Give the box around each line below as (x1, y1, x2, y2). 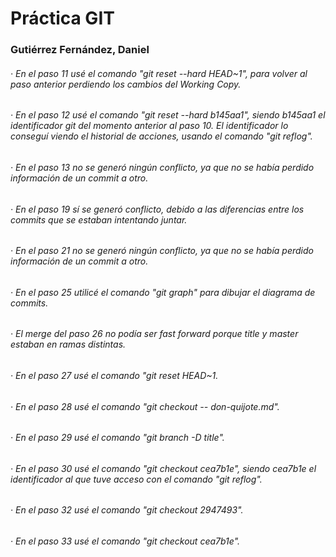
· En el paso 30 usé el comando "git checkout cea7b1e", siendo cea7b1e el (10, 462, 317, 474)
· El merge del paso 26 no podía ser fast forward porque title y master (10, 328, 299, 340)
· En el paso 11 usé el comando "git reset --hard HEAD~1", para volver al (10, 67, 308, 79)
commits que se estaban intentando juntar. (10, 213, 188, 226)
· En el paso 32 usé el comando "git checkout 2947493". (10, 504, 244, 516)
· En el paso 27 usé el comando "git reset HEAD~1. (10, 369, 219, 381)
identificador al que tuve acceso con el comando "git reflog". (10, 473, 263, 485)
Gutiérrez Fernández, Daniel (10, 43, 150, 57)
